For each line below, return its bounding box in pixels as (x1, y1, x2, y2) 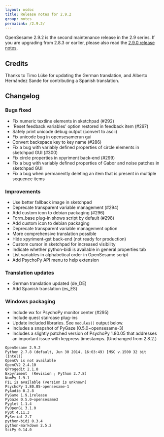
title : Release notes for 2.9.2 (5, 12, 71, 17)
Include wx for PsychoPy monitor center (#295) (12, 309, 109, 315)
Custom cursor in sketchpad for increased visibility (12, 241, 116, 247)
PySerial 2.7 (5, 414, 32, 419)
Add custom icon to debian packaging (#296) (12, 210, 105, 216)
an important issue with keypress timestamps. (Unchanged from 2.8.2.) (12, 335, 157, 341)
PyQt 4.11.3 (5, 410, 30, 415)
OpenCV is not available (5, 358, 56, 363)
